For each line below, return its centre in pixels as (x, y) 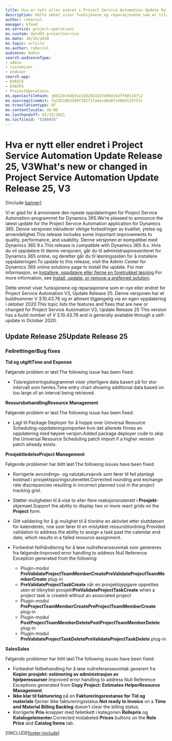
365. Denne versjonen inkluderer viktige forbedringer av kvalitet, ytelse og (84, 229)
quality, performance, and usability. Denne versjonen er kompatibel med (81, 240)
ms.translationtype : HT (31, 105)
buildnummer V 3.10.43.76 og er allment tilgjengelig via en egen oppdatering (86, 299)
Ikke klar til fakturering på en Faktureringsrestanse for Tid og (79, 696)
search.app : (18, 77)
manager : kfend (21, 24)
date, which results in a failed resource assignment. (67, 538)
